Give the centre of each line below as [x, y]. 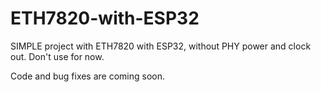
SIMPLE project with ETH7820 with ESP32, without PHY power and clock [161, 46]
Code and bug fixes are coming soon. [88, 76]
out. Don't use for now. [57, 56]
